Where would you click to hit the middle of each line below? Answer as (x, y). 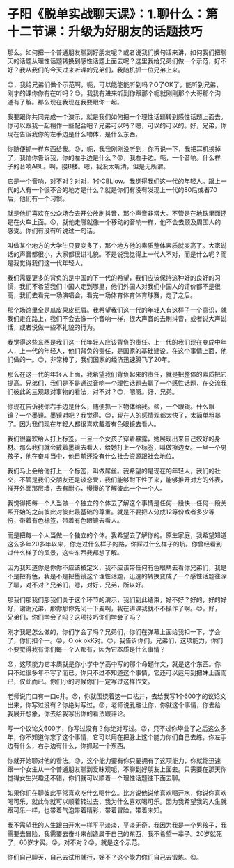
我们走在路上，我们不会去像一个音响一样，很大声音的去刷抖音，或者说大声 (114, 318)
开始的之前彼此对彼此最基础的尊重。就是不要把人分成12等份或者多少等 (114, 512)
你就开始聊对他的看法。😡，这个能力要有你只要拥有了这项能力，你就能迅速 (114, 760)
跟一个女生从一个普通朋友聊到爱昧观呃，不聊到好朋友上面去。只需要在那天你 (117, 769)
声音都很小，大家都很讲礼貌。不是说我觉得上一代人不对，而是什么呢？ (120, 254)
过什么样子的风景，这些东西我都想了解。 (65, 552)
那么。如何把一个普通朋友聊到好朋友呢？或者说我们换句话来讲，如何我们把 (114, 52)
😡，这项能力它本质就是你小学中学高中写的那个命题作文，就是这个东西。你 (114, 664)
